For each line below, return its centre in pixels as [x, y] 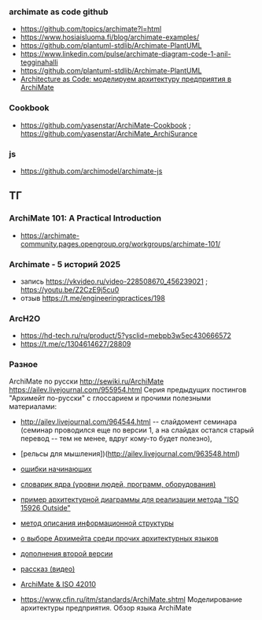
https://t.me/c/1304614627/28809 [76, 344]
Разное [24, 365]
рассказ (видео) [48, 569]
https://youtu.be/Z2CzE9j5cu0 [70, 289]
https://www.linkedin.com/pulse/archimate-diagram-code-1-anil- [125, 54]
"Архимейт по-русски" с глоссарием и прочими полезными [110, 398]
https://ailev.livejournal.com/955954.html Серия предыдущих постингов [128, 390]
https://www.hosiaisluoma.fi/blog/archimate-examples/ [110, 37]
